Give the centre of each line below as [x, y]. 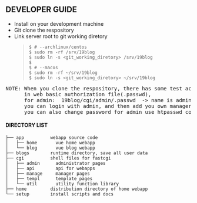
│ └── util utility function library [62, 184]
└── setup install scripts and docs [60, 194]
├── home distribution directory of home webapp [77, 189]
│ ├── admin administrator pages [56, 164]
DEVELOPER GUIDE [41, 10]
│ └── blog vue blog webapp [50, 148]
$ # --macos [43, 67]
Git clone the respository [44, 30]
